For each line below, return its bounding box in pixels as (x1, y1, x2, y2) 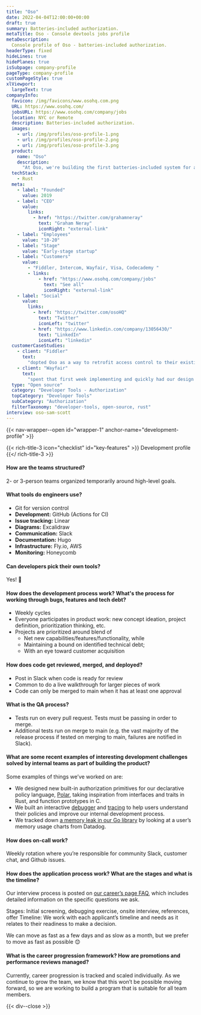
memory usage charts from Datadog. (14, 823, 106, 830)
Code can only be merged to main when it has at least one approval (14, 687, 182, 695)
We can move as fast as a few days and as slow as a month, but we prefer (6, 932, 189, 939)
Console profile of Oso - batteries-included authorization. (11, 43, 167, 49)
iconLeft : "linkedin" (38, 337, 93, 343)
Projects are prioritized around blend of (14, 628, 112, 635)
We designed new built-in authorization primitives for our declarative (14, 785, 184, 792)
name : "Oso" (17, 153, 47, 159)
